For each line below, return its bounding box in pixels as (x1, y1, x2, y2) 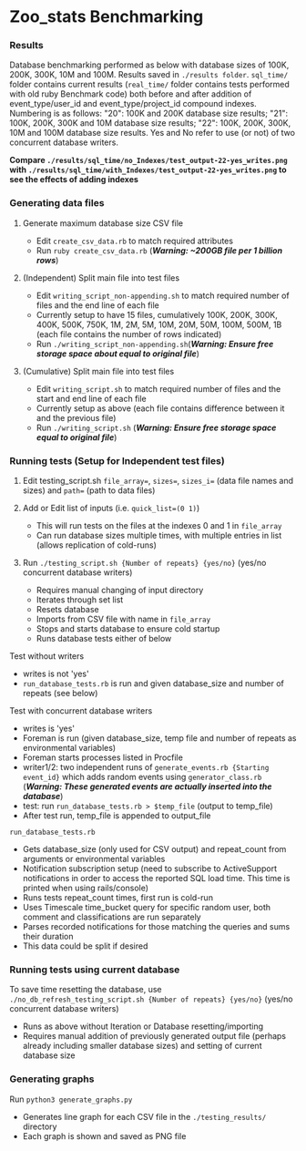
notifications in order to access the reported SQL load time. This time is (22, 873, 291, 884)
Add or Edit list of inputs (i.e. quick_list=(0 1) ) (22, 503, 200, 514)
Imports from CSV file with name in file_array (36, 613, 211, 625)
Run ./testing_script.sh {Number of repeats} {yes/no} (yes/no (22, 558, 267, 569)
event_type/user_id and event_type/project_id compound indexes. (9, 98, 257, 109)
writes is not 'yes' (22, 668, 89, 680)
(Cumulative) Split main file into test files (22, 365, 175, 376)
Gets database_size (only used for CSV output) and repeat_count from (22, 844, 287, 855)
